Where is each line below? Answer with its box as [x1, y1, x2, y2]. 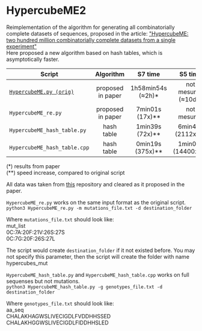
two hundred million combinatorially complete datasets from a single [6, 36, 176, 43]
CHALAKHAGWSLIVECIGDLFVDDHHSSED [6, 312, 111, 320]
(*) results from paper [6, 162, 60, 169]
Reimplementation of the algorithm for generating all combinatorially [6, 24, 176, 31]
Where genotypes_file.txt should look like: [6, 300, 114, 307]
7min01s [136, 105, 162, 113]
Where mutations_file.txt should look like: [6, 215, 114, 223]
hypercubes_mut [6, 259, 48, 266]
